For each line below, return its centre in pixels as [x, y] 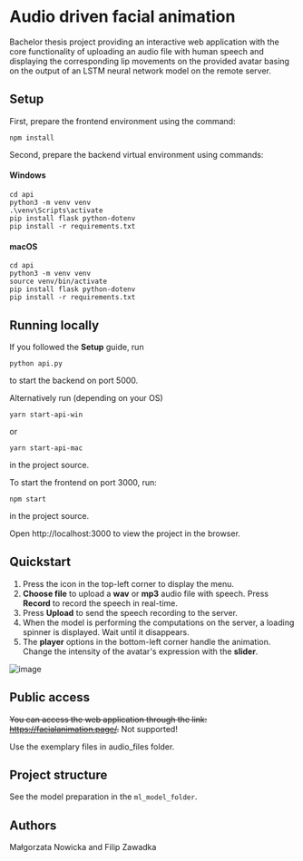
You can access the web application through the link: [108, 719]
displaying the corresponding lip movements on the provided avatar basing [150, 61]
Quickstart [40, 562]
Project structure [59, 774]
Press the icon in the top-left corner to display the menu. [128, 583]
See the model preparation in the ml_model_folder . [103, 797]
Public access [50, 697]
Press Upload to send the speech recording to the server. [130, 612]
